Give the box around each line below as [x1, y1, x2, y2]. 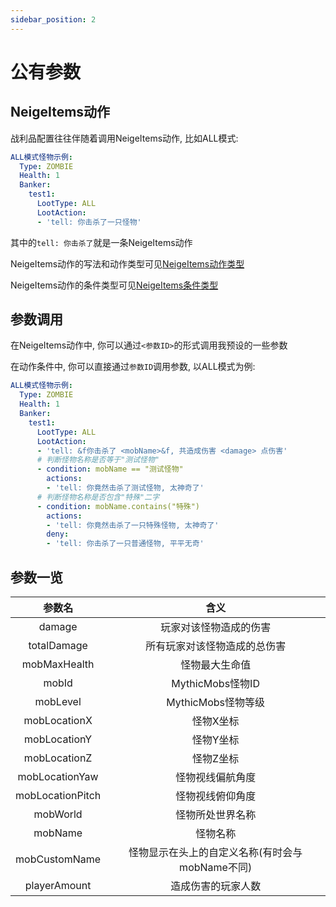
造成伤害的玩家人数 [170, 879, 262, 893]
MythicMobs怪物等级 [166, 696, 266, 709]
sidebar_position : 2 [10, 14, 97, 25]
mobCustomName [15, 852, 102, 866]
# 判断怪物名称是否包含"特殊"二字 [36, 492, 160, 502]
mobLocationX [23, 714, 93, 727]
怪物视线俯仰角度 [175, 789, 257, 803]
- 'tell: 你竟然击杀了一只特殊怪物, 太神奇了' [46, 520, 220, 530]
